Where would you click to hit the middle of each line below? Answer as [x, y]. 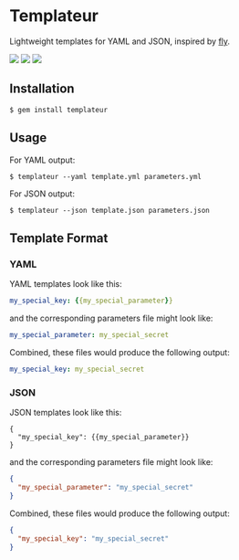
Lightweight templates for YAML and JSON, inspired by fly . [120, 41]
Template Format [59, 238]
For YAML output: [42, 160]
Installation [42, 89]
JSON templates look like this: [66, 413]
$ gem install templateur [58, 110]
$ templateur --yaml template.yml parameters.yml [106, 176]
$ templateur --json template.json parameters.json [109, 210]
